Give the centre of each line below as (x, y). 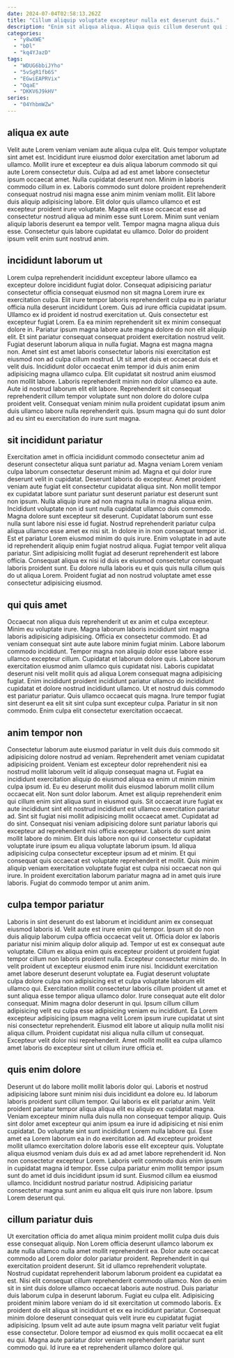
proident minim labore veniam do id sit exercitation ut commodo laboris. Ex (114, 1303)
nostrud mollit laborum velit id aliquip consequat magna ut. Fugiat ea (106, 771)
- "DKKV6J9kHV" (36, 91)
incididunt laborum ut (55, 261)
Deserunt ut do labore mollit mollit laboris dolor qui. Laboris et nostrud (108, 1087)
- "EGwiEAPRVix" (37, 79)
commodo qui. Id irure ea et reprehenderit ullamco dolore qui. (95, 1348)
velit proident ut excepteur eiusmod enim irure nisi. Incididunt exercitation (112, 966)
